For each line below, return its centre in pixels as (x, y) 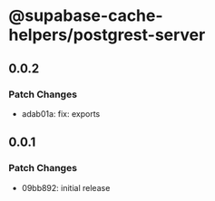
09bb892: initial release (66, 187)
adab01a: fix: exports (61, 113)
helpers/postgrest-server (107, 35)
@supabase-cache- (86, 16)
